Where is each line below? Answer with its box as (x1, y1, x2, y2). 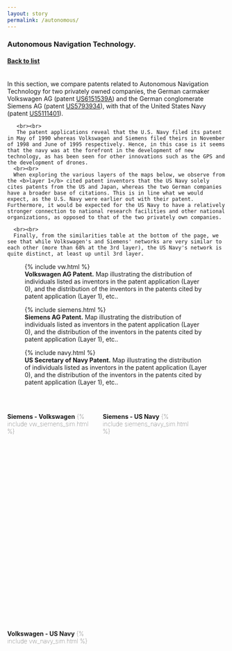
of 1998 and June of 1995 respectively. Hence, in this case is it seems (7, 140, 226, 148)
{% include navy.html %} (24, 348, 96, 356)
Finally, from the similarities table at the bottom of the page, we (13, 232, 219, 239)
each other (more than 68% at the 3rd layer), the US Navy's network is (7, 244, 222, 251)
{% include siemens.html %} (24, 305, 106, 313)
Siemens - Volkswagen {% (7, 412, 85, 420)
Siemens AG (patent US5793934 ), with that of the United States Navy (7, 101, 206, 110)
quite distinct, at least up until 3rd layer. (7, 250, 144, 257)
